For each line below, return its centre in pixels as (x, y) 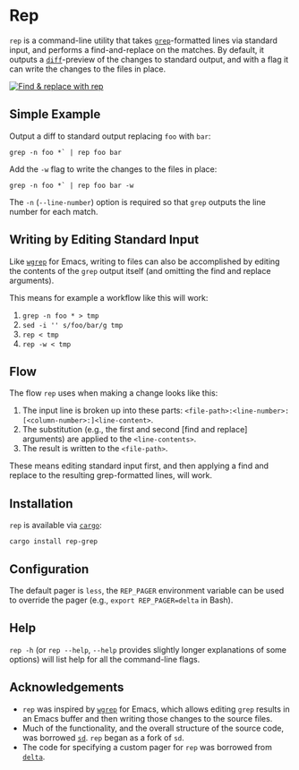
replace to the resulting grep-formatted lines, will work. (111, 475)
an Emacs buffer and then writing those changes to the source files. (147, 718)
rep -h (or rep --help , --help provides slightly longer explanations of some (148, 649)
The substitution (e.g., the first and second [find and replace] (135, 430)
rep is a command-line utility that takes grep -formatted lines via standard (143, 40)
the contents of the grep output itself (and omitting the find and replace (140, 270)
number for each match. (54, 211)
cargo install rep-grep (54, 542)
